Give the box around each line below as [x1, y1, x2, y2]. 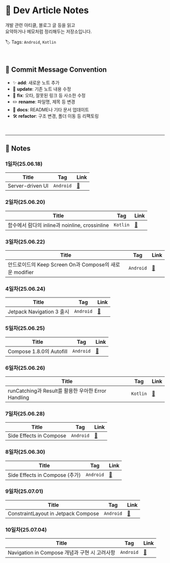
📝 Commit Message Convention [5, 66, 107, 74]
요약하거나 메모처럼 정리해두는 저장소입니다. [5, 28, 92, 35]
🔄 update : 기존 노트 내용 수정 [12, 86, 71, 92]
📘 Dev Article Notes [5, 5, 89, 16]
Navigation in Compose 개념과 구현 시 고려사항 [8, 549, 115, 556]
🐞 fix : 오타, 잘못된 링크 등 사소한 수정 [12, 92, 86, 98]
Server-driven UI [8, 183, 49, 190]
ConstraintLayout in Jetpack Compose [8, 510, 99, 517]
